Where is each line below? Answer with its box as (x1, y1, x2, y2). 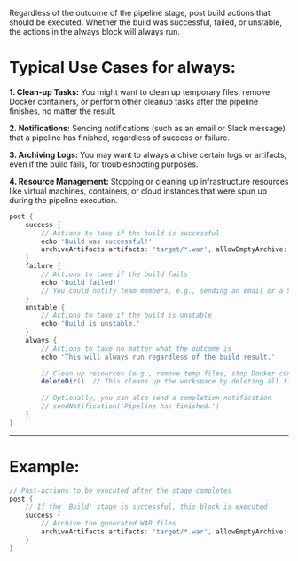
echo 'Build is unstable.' (41, 320, 141, 328)
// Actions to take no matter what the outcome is (41, 344, 232, 353)
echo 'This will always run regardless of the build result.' (41, 352, 276, 361)
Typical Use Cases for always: (9, 58, 237, 78)
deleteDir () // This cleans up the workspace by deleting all (41, 377, 279, 386)
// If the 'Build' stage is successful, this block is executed (25, 502, 268, 511)
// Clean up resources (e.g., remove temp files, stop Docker (41, 368, 276, 378)
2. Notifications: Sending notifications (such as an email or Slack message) (9, 122, 286, 133)
